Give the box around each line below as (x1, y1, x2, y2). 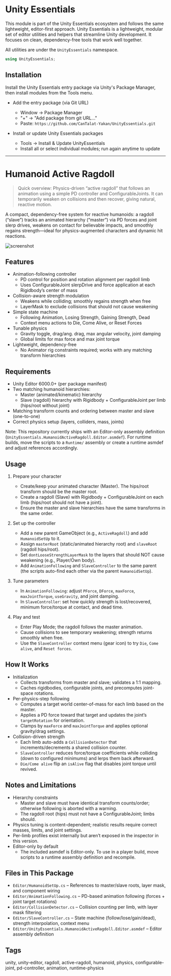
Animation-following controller (12, 271, 76, 277)
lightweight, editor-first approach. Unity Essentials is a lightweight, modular (5, 26, 163, 32)
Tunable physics (12, 325, 47, 331)
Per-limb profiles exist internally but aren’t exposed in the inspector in (12, 832, 159, 838)
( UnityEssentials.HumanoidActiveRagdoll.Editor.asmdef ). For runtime (5, 434, 152, 440)
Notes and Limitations (5, 781, 76, 790)
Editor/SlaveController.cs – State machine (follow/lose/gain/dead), (12, 915, 156, 921)
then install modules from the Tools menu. (5, 89, 94, 95)
